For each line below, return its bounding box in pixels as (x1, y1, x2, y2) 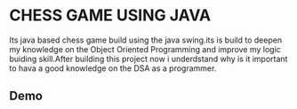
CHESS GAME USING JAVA (9, 5, 212, 26)
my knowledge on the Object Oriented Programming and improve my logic (9, 43, 282, 54)
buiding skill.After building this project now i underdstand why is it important (9, 53, 288, 64)
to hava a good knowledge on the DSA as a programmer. (9, 63, 217, 74)
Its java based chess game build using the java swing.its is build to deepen (9, 35, 283, 45)
